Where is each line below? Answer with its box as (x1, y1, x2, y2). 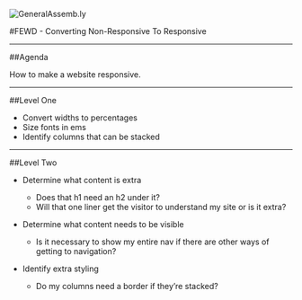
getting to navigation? (35, 246, 117, 256)
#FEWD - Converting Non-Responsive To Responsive (9, 26, 207, 36)
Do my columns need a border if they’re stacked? (35, 281, 218, 291)
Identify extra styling (22, 263, 99, 274)
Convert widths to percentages (22, 112, 138, 123)
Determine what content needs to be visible (22, 219, 184, 229)
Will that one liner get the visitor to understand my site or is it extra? (35, 202, 287, 212)
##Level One (9, 95, 57, 105)
